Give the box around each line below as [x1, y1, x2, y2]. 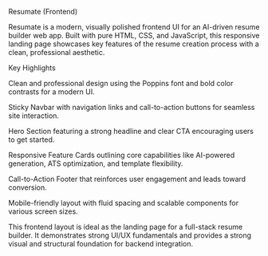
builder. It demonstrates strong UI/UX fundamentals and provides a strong [8, 230, 252, 240]
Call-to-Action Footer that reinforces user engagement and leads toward [8, 175, 246, 183]
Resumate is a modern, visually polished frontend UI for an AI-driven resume [8, 22, 260, 31]
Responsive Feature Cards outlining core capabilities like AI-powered [8, 151, 235, 160]
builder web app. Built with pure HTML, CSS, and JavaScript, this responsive [8, 31, 260, 40]
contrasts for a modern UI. [8, 87, 96, 96]
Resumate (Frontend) [8, 7, 78, 16]
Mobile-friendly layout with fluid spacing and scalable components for [8, 199, 239, 207]
